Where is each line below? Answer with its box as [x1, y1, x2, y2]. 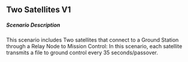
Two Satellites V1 [6, 5, 71, 15]
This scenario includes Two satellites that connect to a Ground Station [6, 36, 179, 44]
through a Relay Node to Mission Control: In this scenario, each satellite [6, 43, 183, 50]
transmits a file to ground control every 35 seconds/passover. [6, 49, 159, 56]
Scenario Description [6, 21, 60, 29]
